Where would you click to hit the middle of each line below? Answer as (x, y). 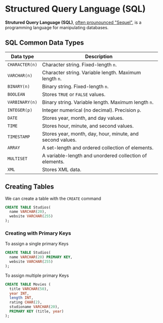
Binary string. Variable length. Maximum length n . (98, 102)
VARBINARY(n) (23, 102)
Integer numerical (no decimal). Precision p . (92, 110)
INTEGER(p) (20, 110)
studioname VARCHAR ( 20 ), (34, 307)
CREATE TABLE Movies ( (28, 284)
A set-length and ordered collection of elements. (98, 147)
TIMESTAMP (19, 137)
